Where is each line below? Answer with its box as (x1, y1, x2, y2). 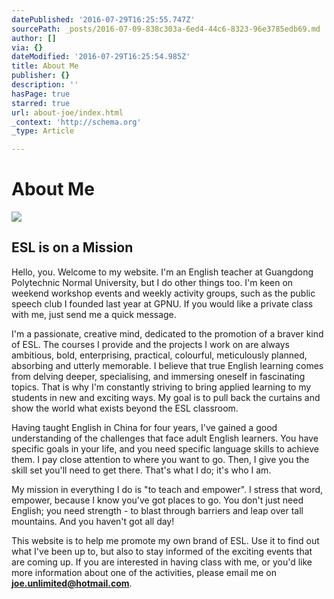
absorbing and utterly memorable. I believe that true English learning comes (11, 359, 324, 371)
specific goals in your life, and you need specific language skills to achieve (11, 442, 319, 455)
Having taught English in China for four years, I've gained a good (11, 421, 278, 433)
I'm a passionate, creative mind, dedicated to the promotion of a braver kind (11, 327, 324, 340)
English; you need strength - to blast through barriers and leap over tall (11, 504, 304, 516)
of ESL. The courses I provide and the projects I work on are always (11, 338, 290, 350)
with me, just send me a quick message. (11, 308, 177, 320)
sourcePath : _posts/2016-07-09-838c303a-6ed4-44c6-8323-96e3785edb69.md (11, 24, 321, 34)
